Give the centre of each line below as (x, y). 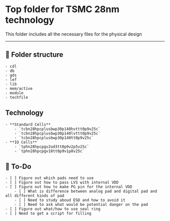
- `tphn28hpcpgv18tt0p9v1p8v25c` (50, 151)
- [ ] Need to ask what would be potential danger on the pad (81, 205)
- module (14, 93)
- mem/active (19, 89)
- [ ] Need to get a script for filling (49, 213)
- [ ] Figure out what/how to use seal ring (53, 209)
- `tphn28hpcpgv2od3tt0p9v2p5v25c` (52, 147)
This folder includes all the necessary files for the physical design (74, 34)
